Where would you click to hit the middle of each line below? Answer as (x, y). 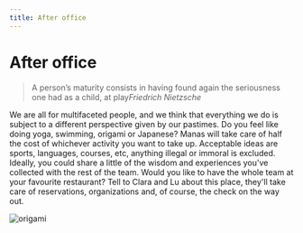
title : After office (48, 18)
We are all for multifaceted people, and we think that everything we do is (144, 115)
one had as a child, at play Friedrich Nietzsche (116, 97)
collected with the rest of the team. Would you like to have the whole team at (151, 172)
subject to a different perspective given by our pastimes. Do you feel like (144, 124)
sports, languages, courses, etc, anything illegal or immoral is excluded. (142, 153)
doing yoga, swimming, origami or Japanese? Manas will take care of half (146, 134)
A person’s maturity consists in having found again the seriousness (156, 88)
